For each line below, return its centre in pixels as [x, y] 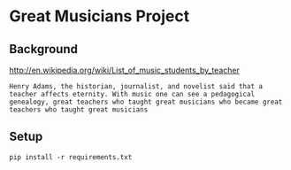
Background [43, 49]
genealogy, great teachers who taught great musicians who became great [146, 102]
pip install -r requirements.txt [71, 157]
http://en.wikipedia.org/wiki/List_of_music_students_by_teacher [125, 70]
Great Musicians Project [100, 16]
